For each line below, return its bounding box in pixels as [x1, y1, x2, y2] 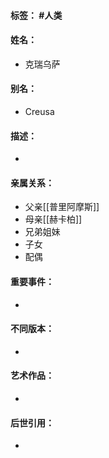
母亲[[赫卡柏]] [24, 213, 83, 225]
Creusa [24, 106, 55, 117]
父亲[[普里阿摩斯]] [24, 201, 100, 213]
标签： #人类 [10, 9, 63, 21]
